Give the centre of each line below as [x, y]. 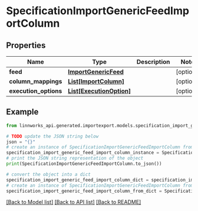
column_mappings [36, 81]
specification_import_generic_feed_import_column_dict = [77, 180]
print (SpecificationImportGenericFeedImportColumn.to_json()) [84, 164]
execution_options [36, 91]
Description [153, 62]
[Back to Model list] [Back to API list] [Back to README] [74, 202]
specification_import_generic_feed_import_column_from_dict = [84, 191]
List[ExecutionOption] [99, 91]
